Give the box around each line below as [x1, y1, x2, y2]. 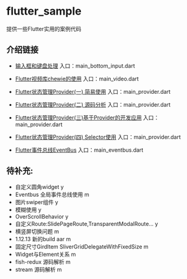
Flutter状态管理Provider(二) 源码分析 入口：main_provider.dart [15, 101, 171, 108]
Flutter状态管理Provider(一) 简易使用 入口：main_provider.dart [15, 88, 171, 95]
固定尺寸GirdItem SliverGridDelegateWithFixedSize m [15, 242, 149, 250]
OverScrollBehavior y [15, 213, 69, 220]
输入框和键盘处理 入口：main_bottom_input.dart [15, 62, 135, 69]
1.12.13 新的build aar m [15, 235, 71, 242]
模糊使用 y [15, 206, 41, 213]
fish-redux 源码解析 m [15, 258, 71, 266]
